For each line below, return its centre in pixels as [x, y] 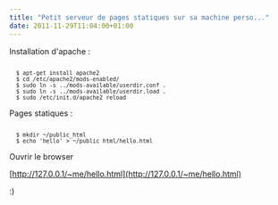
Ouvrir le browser [42, 156]
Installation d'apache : [50, 51]
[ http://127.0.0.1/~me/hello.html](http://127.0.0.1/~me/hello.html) [126, 174]
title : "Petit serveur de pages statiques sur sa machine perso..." [139, 17]
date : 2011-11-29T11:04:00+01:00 [72, 26]
